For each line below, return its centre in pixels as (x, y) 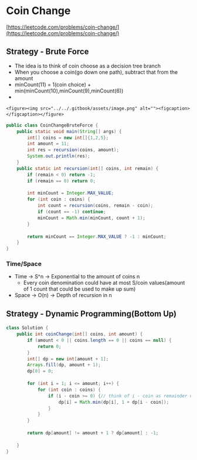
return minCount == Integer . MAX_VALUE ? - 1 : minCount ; (97, 236)
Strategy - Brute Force (47, 52)
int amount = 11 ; (48, 144)
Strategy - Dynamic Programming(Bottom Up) (91, 314)
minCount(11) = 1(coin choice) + (53, 84)
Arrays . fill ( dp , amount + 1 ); (64, 365)
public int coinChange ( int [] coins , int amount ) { (80, 334)
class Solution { (27, 328)
